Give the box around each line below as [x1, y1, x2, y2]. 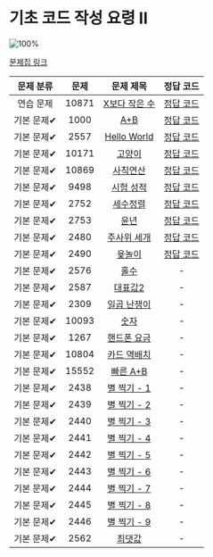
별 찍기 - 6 [107, 465, 152, 478]
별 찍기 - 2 [107, 398, 152, 411]
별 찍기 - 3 [107, 415, 152, 428]
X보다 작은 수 [102, 97, 156, 110]
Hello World [104, 130, 154, 143]
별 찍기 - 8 [107, 499, 152, 511]
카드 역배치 [107, 348, 152, 361]
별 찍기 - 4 [107, 432, 152, 445]
